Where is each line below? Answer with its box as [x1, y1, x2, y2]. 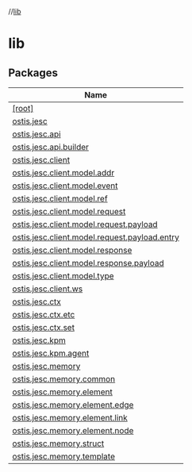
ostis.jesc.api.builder [12, 142, 90, 152]
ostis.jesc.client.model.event [12, 180, 118, 191]
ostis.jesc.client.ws [12, 283, 83, 294]
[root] [12, 103, 34, 113]
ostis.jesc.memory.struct [12, 438, 105, 449]
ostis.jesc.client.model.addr [12, 167, 115, 178]
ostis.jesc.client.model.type [12, 271, 114, 281]
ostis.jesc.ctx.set [12, 322, 75, 332]
